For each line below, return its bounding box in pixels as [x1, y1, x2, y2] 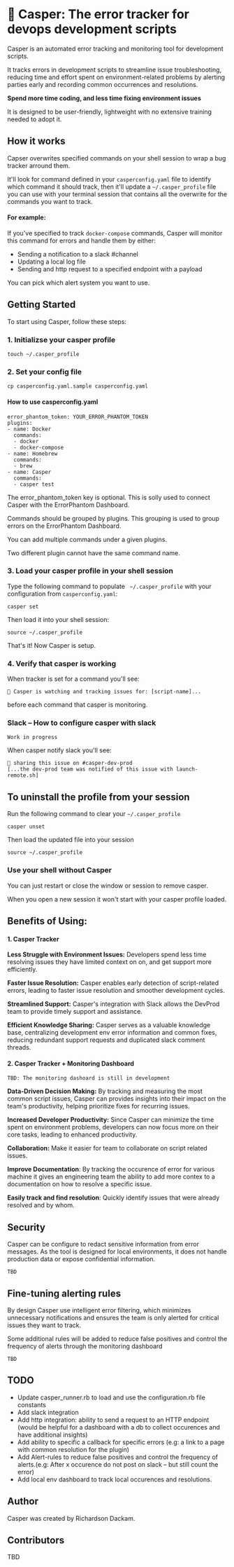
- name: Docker [7, 426, 52, 433]
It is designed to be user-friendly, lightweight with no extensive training [7, 107, 212, 116]
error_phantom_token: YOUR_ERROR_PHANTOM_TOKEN [7, 413, 149, 420]
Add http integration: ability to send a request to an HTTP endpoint [17, 1416, 210, 1424]
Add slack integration [17, 1408, 79, 1416]
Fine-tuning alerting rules [7, 1287, 121, 1299]
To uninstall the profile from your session [7, 791, 190, 803]
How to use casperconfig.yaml [7, 398, 98, 406]
